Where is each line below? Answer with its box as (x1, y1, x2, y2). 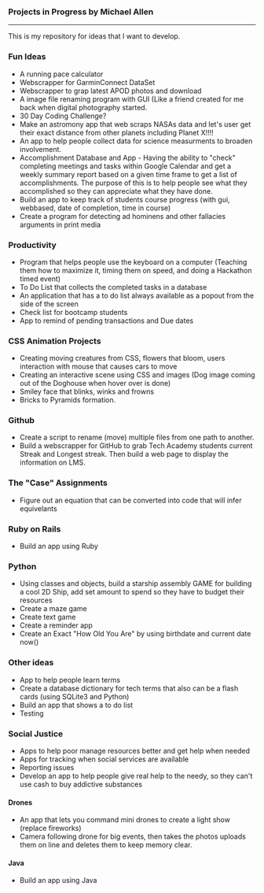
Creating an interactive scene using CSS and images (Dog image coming (19, 370, 255, 380)
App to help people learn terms (19, 675, 120, 684)
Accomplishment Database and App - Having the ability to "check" (19, 153, 236, 162)
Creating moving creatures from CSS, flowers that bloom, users (19, 354, 225, 363)
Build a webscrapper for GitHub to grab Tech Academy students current (19, 441, 253, 450)
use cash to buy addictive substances (19, 779, 143, 789)
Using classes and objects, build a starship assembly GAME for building (19, 579, 252, 588)
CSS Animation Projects (8, 335, 101, 346)
